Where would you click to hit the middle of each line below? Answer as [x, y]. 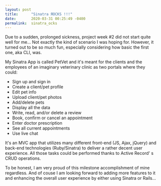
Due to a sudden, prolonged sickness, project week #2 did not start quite [78, 37]
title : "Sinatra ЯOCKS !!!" [39, 14]
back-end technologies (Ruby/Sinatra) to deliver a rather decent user [74, 148]
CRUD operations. [23, 158]
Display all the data [31, 108]
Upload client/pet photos [37, 97]
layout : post [18, 9]
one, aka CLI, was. [24, 53]
